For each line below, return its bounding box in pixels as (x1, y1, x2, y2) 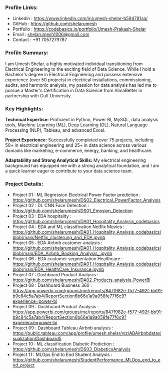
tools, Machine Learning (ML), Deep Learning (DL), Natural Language (5, 122, 148, 128)
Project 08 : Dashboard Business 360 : (12, 282, 92, 288)
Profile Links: (5, 4, 38, 11)
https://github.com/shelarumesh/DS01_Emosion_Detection (12, 208, 133, 214)
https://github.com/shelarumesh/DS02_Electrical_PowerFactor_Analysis (12, 197, 161, 203)
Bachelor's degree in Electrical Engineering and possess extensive (5, 71, 142, 77)
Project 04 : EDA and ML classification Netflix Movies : (12, 224, 125, 230)
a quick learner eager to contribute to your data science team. (5, 167, 133, 174)
